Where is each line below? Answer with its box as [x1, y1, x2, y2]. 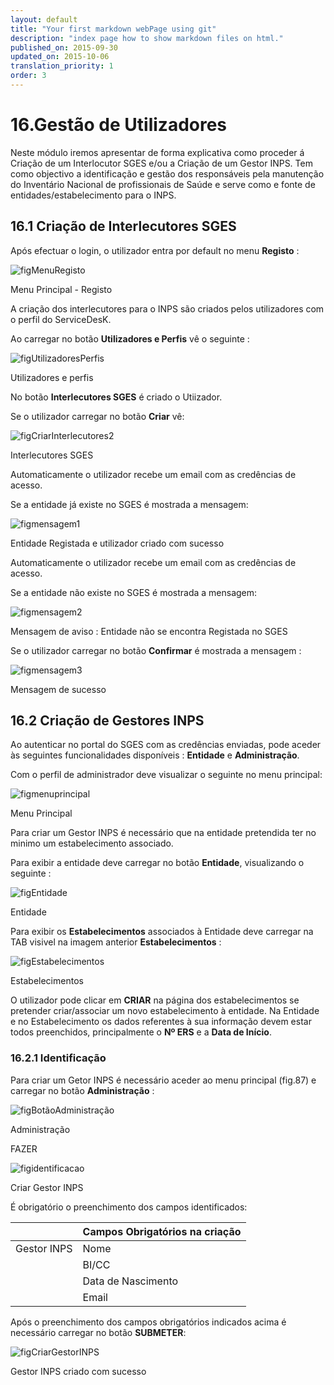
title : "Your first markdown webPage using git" [10, 24, 217, 34]
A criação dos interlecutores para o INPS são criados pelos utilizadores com [10, 302, 325, 315]
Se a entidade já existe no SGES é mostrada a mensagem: [10, 498, 249, 510]
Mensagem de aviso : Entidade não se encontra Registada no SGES [10, 625, 288, 637]
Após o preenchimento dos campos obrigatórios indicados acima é [10, 1316, 287, 1328]
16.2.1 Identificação [10, 1051, 107, 1065]
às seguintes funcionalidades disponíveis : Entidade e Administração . [10, 749, 300, 761]
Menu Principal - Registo [10, 283, 113, 295]
